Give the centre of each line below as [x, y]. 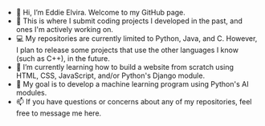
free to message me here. [59, 113]
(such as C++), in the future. [63, 59]
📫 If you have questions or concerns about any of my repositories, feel [134, 102]
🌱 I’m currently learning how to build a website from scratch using [125, 67]
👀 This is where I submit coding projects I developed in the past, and [129, 21]
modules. [31, 93]
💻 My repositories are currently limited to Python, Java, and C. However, [137, 39]
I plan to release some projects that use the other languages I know [127, 50]
